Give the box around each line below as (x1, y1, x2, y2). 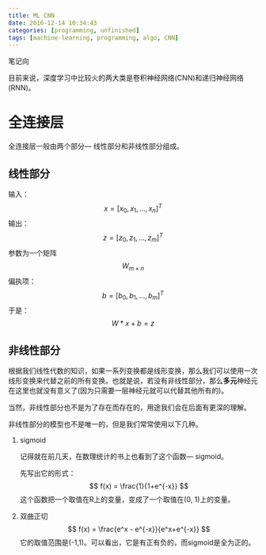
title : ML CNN (8, 11, 55, 20)
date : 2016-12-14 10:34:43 (8, 19, 97, 27)
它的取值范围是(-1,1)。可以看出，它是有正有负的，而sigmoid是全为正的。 (19, 538, 256, 547)
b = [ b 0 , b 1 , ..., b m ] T (101, 289, 165, 302)
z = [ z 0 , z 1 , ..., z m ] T (102, 231, 164, 244)
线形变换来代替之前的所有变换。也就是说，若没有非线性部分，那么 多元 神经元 (8, 375, 258, 385)
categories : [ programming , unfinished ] (8, 26, 140, 34)
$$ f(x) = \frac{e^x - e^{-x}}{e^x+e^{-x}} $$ (66, 524, 211, 534)
